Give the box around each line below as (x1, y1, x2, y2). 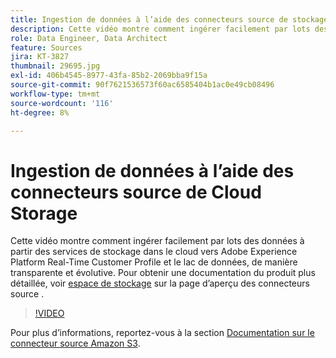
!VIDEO (34, 307, 65, 320)
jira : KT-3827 (10, 52, 70, 62)
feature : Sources (10, 42, 83, 53)
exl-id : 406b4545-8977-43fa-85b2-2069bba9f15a (10, 71, 208, 81)
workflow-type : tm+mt (10, 89, 101, 99)
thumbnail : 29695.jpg (10, 61, 101, 71)
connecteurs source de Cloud (10, 181, 262, 203)
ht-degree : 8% (10, 107, 70, 118)
